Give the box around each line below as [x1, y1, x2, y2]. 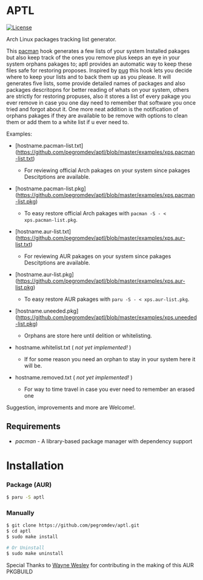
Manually [6, 509, 35, 517]
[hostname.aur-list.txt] [15, 227, 72, 235]
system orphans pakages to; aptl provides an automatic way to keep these [6, 60, 192, 67]
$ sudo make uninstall [6, 550, 64, 556]
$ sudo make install [6, 534, 59, 540]
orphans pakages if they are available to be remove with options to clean [6, 112, 188, 119]
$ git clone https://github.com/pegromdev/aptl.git [6, 522, 139, 529]
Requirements [6, 421, 61, 432]
